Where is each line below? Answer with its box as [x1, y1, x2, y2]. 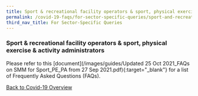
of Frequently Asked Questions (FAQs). [6, 72, 101, 80]
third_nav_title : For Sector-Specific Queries [6, 19, 123, 25]
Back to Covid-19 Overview [6, 84, 72, 91]
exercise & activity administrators [6, 47, 105, 55]
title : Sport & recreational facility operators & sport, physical [6, 8, 176, 15]
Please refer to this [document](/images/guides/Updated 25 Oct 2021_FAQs [6, 59, 190, 67]
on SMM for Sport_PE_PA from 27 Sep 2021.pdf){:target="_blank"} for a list [6, 66, 189, 73]
